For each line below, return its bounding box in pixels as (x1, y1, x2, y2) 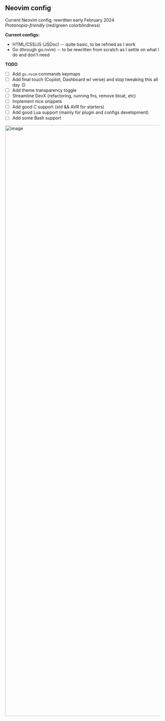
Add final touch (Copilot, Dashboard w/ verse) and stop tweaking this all (12, 76, 158, 82)
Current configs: (5, 32, 40, 37)
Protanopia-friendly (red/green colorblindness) (5, 22, 101, 28)
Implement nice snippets (12, 98, 62, 104)
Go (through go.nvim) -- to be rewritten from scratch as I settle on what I (12, 46, 160, 52)
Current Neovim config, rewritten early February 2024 (5, 17, 114, 23)
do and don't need (12, 52, 50, 58)
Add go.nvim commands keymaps (12, 71, 81, 77)
